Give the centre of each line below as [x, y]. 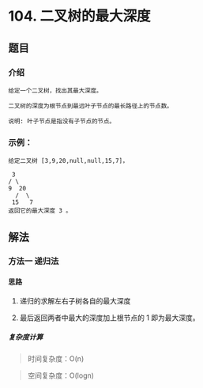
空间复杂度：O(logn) [61, 375]
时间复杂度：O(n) [56, 358]
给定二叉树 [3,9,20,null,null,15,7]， [68, 161]
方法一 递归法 [34, 262]
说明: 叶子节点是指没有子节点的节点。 [62, 121]
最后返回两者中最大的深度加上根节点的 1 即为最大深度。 [109, 318]
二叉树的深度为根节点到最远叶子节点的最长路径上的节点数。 [90, 106]
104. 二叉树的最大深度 [80, 16]
